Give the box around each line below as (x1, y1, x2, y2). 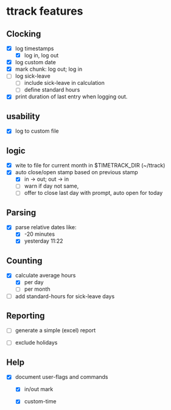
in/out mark (24, 386, 54, 393)
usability (6, 111, 41, 122)
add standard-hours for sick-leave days (15, 292, 115, 300)
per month (24, 285, 51, 293)
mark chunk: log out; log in (15, 65, 83, 73)
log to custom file (15, 127, 59, 135)
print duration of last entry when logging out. (15, 93, 128, 100)
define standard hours (24, 86, 80, 93)
